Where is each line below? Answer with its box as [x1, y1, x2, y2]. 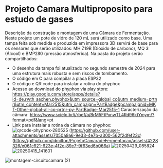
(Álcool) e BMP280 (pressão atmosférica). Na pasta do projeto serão [5, 50, 143, 56]
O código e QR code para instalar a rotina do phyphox [12, 80, 120, 86]
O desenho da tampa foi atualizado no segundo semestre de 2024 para [12, 65, 156, 71]
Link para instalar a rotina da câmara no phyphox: [12, 122, 112, 128]
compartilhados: [5, 56, 38, 61]
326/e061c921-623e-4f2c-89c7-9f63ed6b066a [12, 143, 109, 149]
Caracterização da [121, 106, 158, 112]
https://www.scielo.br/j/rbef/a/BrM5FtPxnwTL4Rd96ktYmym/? [30, 112, 155, 117]
